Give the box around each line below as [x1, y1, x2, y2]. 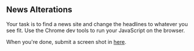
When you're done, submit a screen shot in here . [6, 38, 127, 45]
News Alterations [6, 5, 73, 15]
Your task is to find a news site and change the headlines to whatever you [6, 20, 188, 27]
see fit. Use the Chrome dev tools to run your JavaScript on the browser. [6, 27, 186, 34]
